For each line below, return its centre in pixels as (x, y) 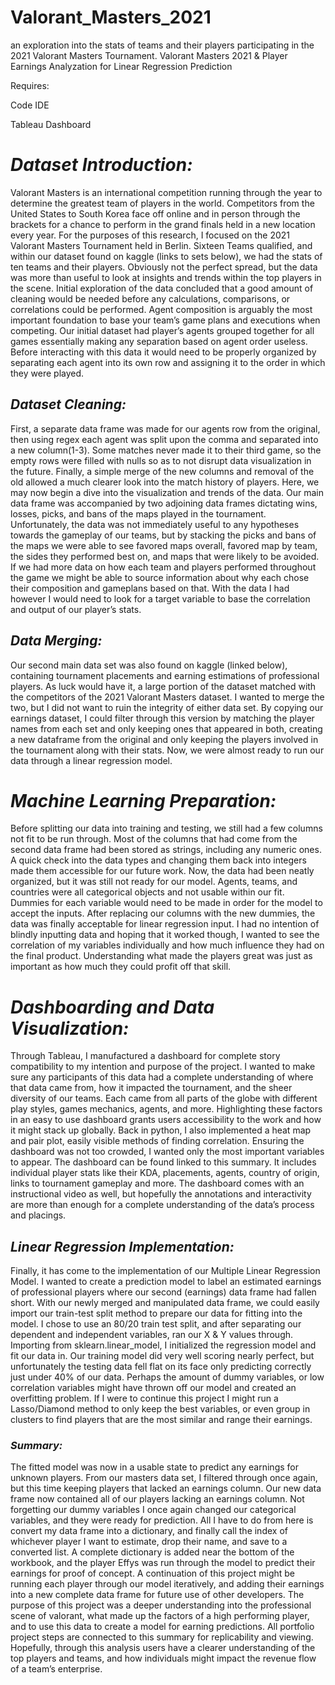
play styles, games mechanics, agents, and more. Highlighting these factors (166, 1109)
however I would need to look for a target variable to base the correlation (160, 598)
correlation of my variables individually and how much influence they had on (167, 945)
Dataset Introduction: (101, 165)
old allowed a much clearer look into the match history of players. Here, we (165, 482)
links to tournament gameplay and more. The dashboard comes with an (157, 1183)
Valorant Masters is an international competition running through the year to (166, 192)
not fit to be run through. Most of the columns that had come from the (154, 839)
